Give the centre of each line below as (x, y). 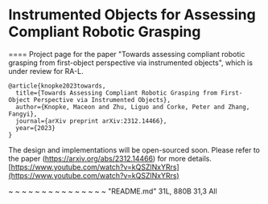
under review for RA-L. (46, 71)
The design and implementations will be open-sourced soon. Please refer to (134, 149)
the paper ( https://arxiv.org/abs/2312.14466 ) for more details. (110, 158)
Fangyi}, (23, 114)
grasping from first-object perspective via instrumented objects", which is (131, 63)
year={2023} (36, 128)
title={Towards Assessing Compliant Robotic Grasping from (117, 93)
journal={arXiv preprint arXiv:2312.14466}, (91, 121)
